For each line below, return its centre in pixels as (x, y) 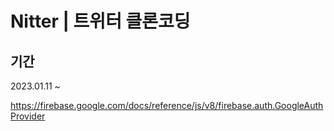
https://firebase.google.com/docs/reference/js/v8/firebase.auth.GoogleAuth (167, 105)
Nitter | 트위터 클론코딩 (100, 21)
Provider (28, 116)
